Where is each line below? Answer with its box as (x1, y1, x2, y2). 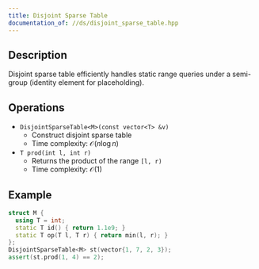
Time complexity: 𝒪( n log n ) (31, 139, 119, 148)
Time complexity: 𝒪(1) (31, 164, 103, 175)
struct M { (8, 209, 44, 217)
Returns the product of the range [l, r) (31, 156, 162, 166)
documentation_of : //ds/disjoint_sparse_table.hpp (8, 19, 179, 27)
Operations (8, 101, 65, 114)
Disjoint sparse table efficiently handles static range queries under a (8, 69, 231, 79)
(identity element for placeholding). (29, 78, 145, 87)
